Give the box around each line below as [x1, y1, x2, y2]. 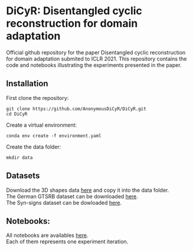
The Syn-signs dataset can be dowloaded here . [6, 199, 122, 206]
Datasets [6, 170, 40, 181]
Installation [6, 79, 48, 89]
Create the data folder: [6, 143, 61, 150]
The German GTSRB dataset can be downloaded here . [6, 192, 139, 199]
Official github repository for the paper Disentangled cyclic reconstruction [6, 49, 186, 56]
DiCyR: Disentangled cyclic [6, 4, 143, 18]
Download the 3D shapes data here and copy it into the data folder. [6, 186, 169, 194]
